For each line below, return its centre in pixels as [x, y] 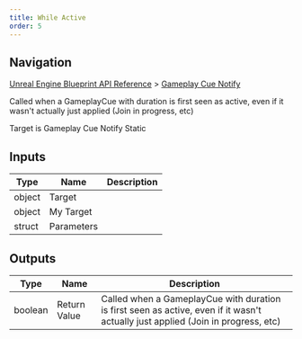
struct [26, 227]
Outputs [33, 259]
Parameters [74, 227]
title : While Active [48, 18]
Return [71, 304]
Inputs [28, 157]
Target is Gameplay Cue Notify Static [78, 129]
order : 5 [26, 26]
